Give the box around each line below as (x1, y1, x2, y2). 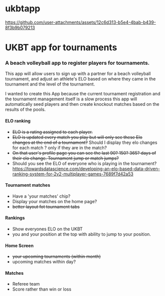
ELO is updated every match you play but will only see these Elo (12, 134, 143, 140)
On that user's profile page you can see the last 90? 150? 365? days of (12, 150, 157, 156)
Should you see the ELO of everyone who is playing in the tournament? (12, 160, 157, 166)
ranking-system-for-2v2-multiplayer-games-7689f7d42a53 (12, 171, 133, 177)
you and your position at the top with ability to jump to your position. (12, 231, 151, 237)
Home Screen (5, 243, 34, 249)
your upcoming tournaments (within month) (12, 254, 101, 259)
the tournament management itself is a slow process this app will (5, 96, 137, 102)
